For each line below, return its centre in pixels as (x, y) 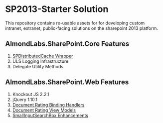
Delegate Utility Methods (38, 66)
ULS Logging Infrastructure (40, 61)
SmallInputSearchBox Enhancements (50, 115)
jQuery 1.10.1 (25, 99)
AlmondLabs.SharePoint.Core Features (67, 44)
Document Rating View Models (44, 110)
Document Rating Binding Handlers (48, 105)
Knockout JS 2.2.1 (31, 94)
